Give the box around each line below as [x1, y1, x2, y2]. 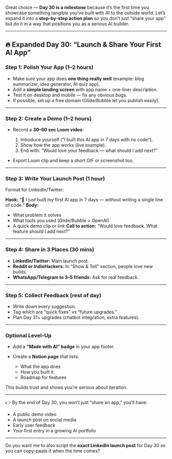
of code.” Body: [5, 202, 39, 208]
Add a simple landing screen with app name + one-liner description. [12, 86, 158, 92]
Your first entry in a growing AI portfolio [12, 428, 96, 434]
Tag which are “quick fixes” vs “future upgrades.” [12, 309, 117, 315]
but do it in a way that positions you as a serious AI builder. [5, 21, 130, 27]
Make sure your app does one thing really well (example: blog [12, 75, 144, 82]
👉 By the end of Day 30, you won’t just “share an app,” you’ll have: [5, 399, 147, 406]
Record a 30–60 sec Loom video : [12, 126, 84, 132]
